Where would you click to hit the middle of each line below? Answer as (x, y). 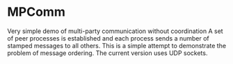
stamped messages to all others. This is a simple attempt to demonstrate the (117, 45)
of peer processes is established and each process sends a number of (109, 38)
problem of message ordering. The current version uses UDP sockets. (107, 53)
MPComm (37, 12)
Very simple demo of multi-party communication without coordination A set (115, 31)
